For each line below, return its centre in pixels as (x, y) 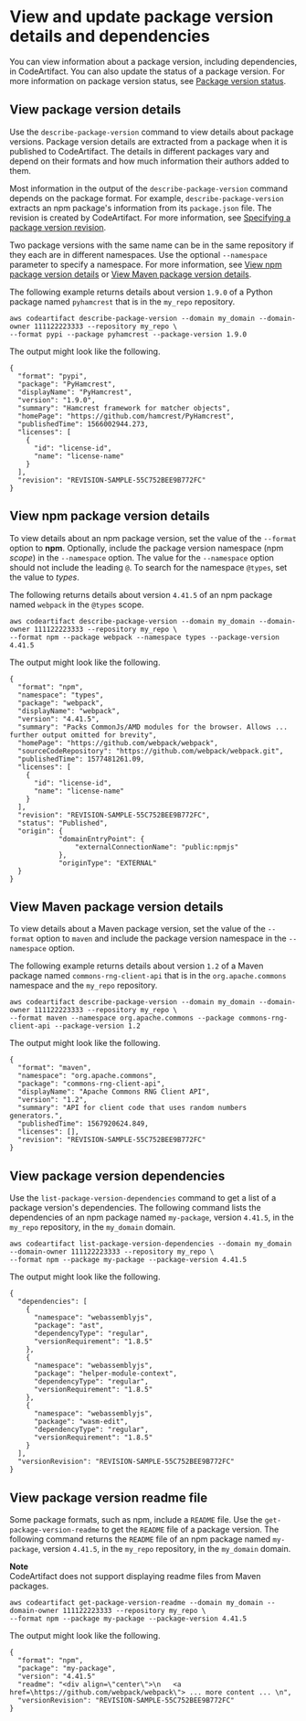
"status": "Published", (63, 823)
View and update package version (142, 17)
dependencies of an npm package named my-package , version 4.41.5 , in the (152, 1217)
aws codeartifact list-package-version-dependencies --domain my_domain (151, 1244)
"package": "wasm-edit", (81, 1422)
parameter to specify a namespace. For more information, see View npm (146, 264)
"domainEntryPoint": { (101, 839)
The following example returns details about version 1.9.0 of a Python (141, 292)
